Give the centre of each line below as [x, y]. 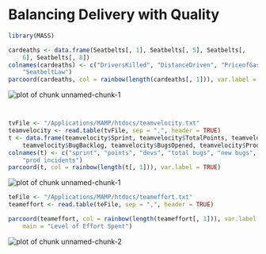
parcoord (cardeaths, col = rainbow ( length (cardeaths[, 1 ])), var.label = [133, 80]
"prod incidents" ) [53, 160]
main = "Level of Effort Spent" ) [78, 226]
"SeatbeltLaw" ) [47, 72]
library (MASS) [32, 36]
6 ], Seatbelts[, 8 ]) [56, 57]
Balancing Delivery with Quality [114, 15]
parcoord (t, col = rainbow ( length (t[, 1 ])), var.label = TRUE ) [115, 167]
